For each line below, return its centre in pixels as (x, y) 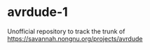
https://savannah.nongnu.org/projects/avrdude (75, 38)
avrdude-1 (37, 12)
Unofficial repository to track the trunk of (66, 31)
